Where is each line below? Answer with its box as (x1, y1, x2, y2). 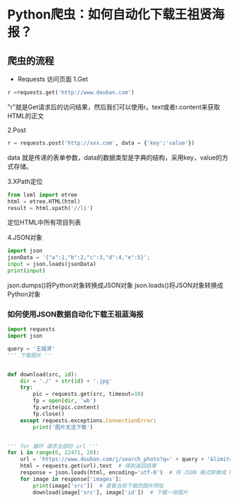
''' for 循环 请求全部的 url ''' (7, 443, 98, 450)
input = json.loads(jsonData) (7, 260, 97, 268)
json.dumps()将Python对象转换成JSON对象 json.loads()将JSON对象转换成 (7, 281, 224, 289)
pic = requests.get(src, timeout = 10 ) (33, 391, 144, 398)
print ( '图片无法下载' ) (33, 424, 93, 431)
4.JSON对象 (7, 233, 42, 242)
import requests (7, 326, 55, 333)
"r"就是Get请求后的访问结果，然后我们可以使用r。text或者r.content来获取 (7, 102, 221, 111)
